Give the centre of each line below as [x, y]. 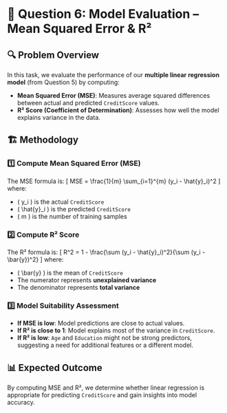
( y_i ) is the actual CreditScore [61, 202]
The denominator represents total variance [78, 287]
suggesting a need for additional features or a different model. [105, 345]
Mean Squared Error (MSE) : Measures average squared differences [113, 95]
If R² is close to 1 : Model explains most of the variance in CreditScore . [116, 330]
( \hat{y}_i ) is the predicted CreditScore [74, 209]
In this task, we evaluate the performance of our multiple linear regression [113, 75]
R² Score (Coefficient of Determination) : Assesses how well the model [118, 110]
